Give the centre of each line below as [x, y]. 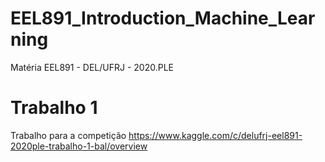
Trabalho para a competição [68, 135]
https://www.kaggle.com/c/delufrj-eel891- [215, 135]
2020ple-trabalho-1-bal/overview [79, 146]
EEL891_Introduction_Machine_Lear [163, 18]
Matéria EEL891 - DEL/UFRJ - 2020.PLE [92, 67]
